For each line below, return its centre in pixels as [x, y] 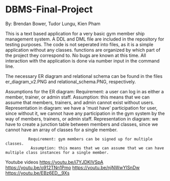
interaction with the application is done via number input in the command [83, 61]
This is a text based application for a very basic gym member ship [75, 33]
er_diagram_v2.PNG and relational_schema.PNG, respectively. [71, 82]
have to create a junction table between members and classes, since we [82, 124]
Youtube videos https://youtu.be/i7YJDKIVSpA [54, 162]
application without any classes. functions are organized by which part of [83, 50]
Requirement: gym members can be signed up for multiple [90, 139]
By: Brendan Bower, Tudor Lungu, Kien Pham [53, 24]
